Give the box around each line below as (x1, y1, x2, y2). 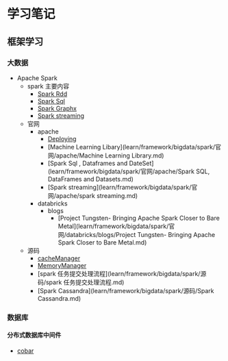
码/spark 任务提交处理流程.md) (37, 278, 125, 286)
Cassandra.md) (37, 294, 81, 302)
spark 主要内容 (27, 82, 70, 90)
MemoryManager (37, 261, 87, 269)
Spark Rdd (37, 90, 68, 98)
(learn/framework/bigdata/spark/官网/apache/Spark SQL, (47, 167, 210, 175)
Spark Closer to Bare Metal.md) (58, 238, 147, 247)
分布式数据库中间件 (7, 331, 62, 339)
